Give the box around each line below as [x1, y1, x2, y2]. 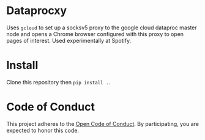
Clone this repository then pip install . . [6, 78, 111, 86]
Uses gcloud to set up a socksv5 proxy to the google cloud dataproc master [6, 24, 197, 31]
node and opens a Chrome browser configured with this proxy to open [6, 30, 184, 37]
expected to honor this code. [6, 127, 80, 134]
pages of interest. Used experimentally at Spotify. [6, 37, 132, 44]
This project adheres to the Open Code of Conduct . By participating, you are [6, 120, 199, 127]
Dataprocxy [6, 4, 67, 18]
